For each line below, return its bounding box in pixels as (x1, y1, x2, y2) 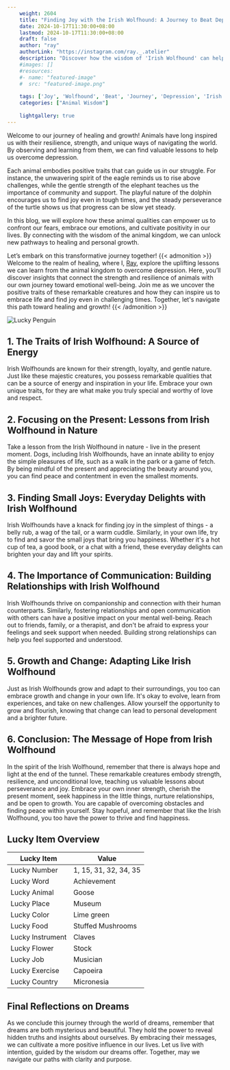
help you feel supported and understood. (7, 635, 123, 643)
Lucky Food (10, 922, 49, 931)
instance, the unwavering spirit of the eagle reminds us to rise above (7, 173, 201, 182)
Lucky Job (10, 955, 44, 964)
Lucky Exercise (10, 966, 60, 976)
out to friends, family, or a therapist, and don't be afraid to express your (7, 621, 209, 629)
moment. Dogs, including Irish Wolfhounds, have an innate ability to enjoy (7, 450, 214, 458)
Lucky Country (10, 977, 58, 987)
